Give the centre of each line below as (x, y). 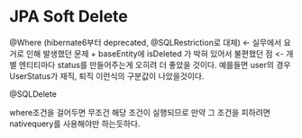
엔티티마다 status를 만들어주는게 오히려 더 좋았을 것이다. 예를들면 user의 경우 (155, 65)
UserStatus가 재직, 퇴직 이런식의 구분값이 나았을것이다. (107, 76)
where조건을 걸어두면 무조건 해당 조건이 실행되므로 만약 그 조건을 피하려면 (140, 112)
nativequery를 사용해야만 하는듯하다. (75, 124)
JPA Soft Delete (69, 17)
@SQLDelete (33, 94)
